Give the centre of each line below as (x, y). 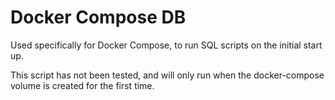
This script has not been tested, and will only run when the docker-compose (167, 75)
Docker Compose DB (98, 17)
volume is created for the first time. (82, 85)
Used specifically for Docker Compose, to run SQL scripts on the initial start (166, 45)
